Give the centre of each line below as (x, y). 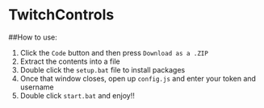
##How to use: (33, 37)
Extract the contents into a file (70, 61)
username (37, 87)
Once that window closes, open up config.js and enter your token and (138, 78)
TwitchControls (61, 15)
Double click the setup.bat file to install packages (103, 69)
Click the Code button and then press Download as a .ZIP (114, 52)
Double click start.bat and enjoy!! (77, 95)
